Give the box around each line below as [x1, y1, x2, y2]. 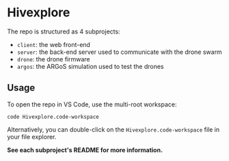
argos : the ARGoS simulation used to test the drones [16, 62, 164, 70]
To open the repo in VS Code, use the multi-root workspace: [7, 100, 177, 108]
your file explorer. [7, 132, 57, 141]
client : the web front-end [16, 40, 91, 48]
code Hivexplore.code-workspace [7, 113, 99, 120]
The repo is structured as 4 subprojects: [7, 27, 121, 35]
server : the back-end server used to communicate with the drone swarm [16, 48, 222, 56]
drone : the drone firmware [16, 55, 90, 63]
